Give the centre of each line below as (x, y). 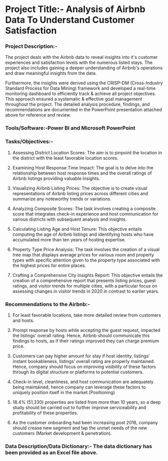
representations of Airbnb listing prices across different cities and (80, 193)
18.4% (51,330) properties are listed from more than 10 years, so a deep (87, 402)
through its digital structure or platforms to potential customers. (78, 372)
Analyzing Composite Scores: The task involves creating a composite (84, 208)
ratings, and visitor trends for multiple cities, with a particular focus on (85, 286)
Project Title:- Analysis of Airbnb (75, 9)
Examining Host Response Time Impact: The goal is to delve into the (83, 167)
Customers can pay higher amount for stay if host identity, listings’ (81, 356)
